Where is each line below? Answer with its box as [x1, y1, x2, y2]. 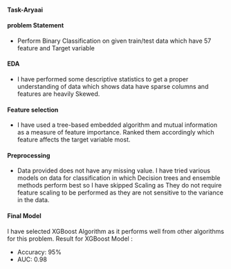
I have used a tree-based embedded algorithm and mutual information [17, 121, 218, 129]
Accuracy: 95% [17, 248, 62, 256]
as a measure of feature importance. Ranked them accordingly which [17, 128, 214, 137]
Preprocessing [7, 151, 50, 159]
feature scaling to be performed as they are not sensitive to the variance [17, 188, 223, 197]
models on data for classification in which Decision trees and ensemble [17, 174, 221, 182]
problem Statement [7, 21, 64, 30]
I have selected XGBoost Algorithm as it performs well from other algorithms [7, 227, 225, 235]
